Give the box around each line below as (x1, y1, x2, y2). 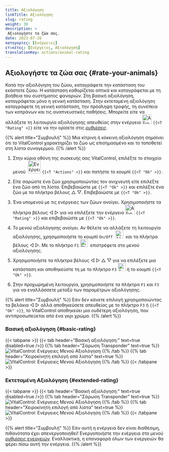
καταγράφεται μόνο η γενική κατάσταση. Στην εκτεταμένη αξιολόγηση (5, 98, 155, 104)
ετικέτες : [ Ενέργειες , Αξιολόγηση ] (5, 45, 80, 50)
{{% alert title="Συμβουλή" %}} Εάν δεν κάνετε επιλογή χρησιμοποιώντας (5, 297, 162, 303)
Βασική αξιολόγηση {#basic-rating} (5, 325, 96, 332)
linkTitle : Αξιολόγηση (5, 12, 53, 17)
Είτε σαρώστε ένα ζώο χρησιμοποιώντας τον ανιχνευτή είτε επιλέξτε (12, 178, 159, 185)
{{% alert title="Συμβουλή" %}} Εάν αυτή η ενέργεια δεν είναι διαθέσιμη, (5, 425, 160, 431)
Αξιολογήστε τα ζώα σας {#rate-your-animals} (5, 68, 158, 77)
